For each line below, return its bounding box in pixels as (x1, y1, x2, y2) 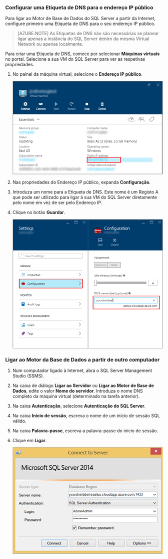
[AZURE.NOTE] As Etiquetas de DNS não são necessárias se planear (17, 31, 159, 37)
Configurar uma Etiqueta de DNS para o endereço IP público (5, 4, 153, 11)
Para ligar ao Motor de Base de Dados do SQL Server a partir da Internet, (5, 16, 156, 22)
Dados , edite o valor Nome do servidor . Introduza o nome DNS (12, 388, 143, 394)
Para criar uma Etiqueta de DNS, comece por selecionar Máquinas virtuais (5, 51, 160, 57)
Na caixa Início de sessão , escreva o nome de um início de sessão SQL (12, 413, 160, 419)
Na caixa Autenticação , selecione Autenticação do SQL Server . (12, 403, 146, 409)
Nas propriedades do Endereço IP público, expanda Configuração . (12, 179, 151, 185)
